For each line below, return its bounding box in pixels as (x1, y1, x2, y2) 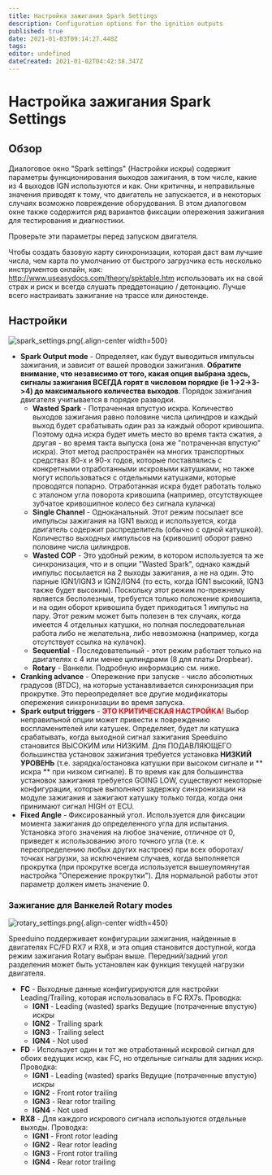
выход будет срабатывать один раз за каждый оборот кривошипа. (32, 420, 265, 430)
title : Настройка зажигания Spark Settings (8, 11, 158, 20)
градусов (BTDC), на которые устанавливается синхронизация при (19, 680, 254, 690)
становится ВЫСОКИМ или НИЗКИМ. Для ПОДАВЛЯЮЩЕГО (19, 740, 232, 750)
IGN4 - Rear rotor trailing (32, 1157, 116, 1167)
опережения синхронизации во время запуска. (19, 697, 185, 707)
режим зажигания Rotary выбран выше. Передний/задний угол (8, 950, 228, 961)
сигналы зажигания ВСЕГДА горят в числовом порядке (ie (19, 377, 230, 387)
